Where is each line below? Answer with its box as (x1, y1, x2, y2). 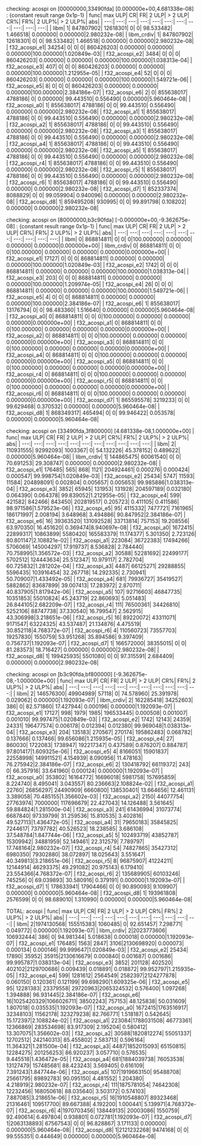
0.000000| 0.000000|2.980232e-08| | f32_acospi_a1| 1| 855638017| (6, 108, 177, 115)
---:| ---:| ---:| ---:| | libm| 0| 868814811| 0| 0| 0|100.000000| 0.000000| (13, 235, 193, 243)
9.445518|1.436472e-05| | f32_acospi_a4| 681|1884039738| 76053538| (6, 1056, 185, 1062)
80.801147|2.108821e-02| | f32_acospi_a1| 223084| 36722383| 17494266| (6, 537, 190, 544)
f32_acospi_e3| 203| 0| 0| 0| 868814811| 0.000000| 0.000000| (6, 274, 162, 281)
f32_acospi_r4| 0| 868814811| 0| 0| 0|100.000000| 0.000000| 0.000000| (6, 370, 187, 378)
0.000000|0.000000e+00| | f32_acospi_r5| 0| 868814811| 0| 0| (6, 377, 163, 384)
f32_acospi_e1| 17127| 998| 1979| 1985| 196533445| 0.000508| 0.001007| (6, 710, 188, 716)
